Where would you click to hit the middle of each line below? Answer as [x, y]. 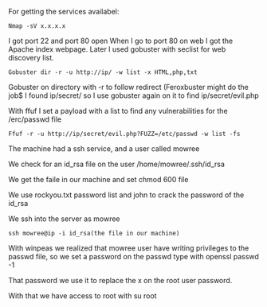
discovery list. [31, 58]
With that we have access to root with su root [82, 296]
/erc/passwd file [35, 119]
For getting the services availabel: [64, 12]
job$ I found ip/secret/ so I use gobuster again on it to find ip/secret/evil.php [133, 95]
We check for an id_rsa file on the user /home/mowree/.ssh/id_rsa [117, 164]
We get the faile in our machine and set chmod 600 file [98, 179]
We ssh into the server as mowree [64, 219]
